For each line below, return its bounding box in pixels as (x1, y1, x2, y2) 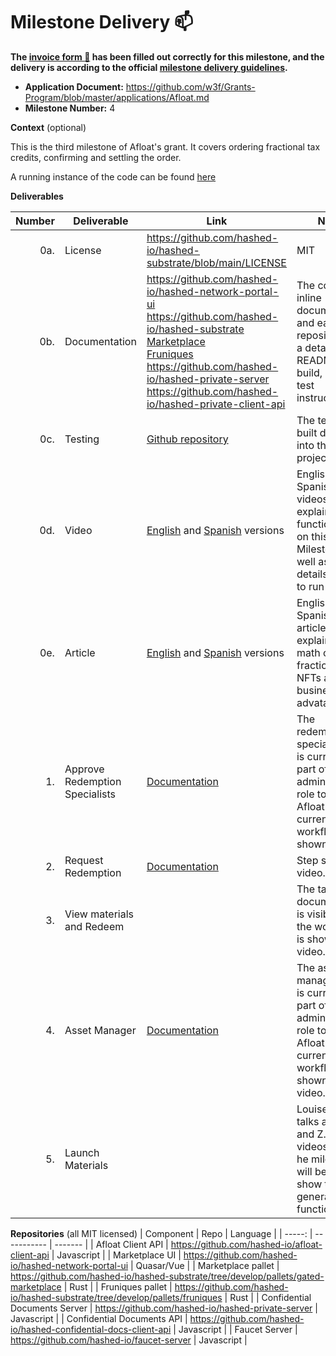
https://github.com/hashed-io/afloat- (170, 1238, 323, 1250)
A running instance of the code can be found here (10, 170, 217, 183)
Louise (296, 1102, 328, 1116)
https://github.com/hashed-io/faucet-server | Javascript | (10, 1334, 248, 1346)
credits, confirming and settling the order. (10, 151, 182, 163)
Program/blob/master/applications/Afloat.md (24, 91, 210, 103)
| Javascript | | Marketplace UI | (51, 1249, 182, 1261)
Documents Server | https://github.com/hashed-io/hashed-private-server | (10, 1302, 318, 1314)
